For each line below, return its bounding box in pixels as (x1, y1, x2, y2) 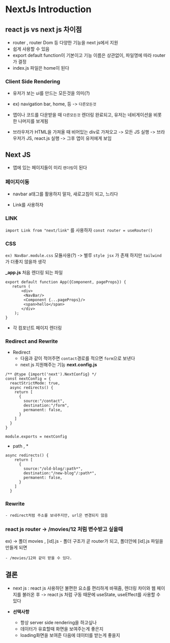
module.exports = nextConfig (5, 434, 67, 440)
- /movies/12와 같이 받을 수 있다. (5, 556, 72, 561)
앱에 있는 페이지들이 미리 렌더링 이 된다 (12, 164, 88, 171)
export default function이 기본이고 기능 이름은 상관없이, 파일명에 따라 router (12, 52, 166, 58)
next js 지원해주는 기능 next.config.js (20, 362, 97, 368)
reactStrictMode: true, (10, 381, 60, 386)
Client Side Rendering (5, 78, 61, 85)
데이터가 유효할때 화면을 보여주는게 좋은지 (20, 626, 104, 632)
